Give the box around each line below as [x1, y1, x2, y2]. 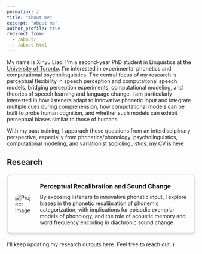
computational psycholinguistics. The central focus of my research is [7, 71, 177, 78]
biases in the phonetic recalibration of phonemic [39, 200, 159, 207]
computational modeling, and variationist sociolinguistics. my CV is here [7, 140, 184, 147]
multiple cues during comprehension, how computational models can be [7, 103, 185, 110]
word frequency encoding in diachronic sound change [39, 219, 174, 226]
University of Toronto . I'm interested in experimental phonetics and [7, 65, 172, 72]
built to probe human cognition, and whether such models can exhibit [7, 109, 178, 117]
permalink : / [7, 8, 39, 15]
